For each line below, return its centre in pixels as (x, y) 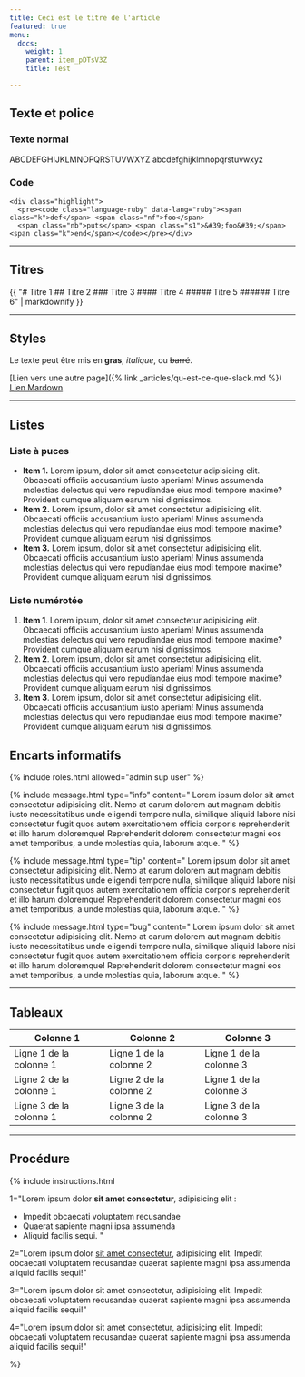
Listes (27, 425)
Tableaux (36, 1012)
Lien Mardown (36, 388)
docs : (28, 43)
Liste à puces (39, 451)
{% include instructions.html (62, 1180)
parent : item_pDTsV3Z (66, 60)
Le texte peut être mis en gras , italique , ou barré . (101, 360)
